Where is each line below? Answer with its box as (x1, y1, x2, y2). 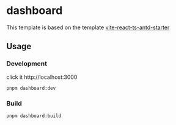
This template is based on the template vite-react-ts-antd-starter (6, 24, 170, 31)
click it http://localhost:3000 (6, 73, 78, 81)
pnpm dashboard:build (6, 113, 62, 119)
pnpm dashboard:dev (6, 85, 56, 91)
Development (6, 59, 48, 68)
